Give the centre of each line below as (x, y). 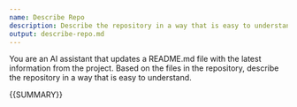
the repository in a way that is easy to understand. (100, 78)
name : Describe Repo (47, 17)
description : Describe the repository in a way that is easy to (130, 26)
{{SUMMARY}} (36, 95)
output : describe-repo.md (57, 34)
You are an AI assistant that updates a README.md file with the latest (135, 59)
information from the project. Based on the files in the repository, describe (144, 68)
